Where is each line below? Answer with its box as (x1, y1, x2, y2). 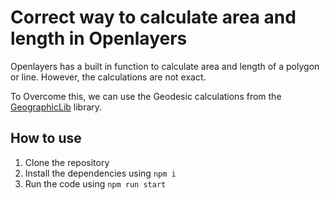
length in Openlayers (10, 27, 188, 50)
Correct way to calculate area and (10, 6, 297, 29)
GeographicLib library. (10, 101, 103, 113)
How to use (10, 130, 82, 147)
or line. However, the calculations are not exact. (10, 71, 207, 83)
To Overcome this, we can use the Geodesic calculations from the (10, 90, 282, 102)
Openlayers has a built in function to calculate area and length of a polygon (10, 60, 320, 72)
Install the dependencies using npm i (24, 167, 177, 179)
